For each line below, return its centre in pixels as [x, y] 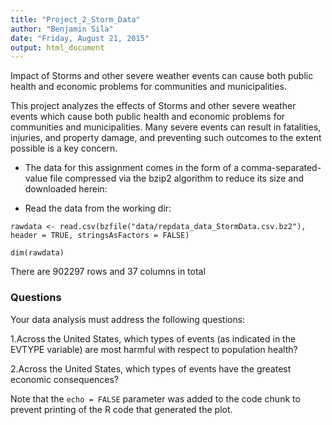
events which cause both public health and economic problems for [148, 117]
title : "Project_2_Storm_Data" [75, 19]
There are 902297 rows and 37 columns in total [108, 272]
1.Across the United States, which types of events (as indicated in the [153, 338]
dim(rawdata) [37, 253]
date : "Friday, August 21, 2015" [80, 38]
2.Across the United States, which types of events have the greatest [151, 368]
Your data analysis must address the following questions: [128, 319]
